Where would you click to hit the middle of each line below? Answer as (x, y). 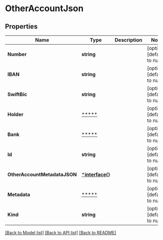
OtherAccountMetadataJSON (42, 174)
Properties (21, 26)
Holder (16, 114)
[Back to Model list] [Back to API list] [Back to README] (61, 233)
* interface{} (96, 174)
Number (17, 54)
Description (129, 40)
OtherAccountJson (44, 9)
